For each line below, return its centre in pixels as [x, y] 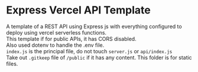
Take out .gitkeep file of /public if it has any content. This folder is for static [99, 57]
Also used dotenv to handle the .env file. [55, 45]
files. [12, 64]
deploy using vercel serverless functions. [56, 32]
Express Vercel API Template [78, 10]
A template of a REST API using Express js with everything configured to [94, 26]
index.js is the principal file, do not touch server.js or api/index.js [89, 51]
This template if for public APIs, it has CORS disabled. [72, 39]
